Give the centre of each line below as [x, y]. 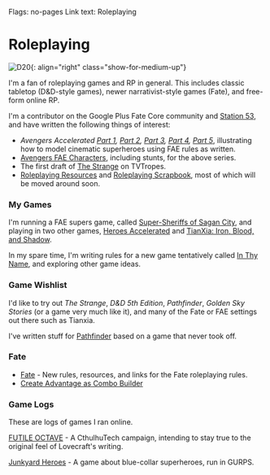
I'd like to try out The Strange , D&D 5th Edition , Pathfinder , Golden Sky [127, 303]
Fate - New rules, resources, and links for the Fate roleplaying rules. [134, 374]
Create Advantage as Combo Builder [82, 383]
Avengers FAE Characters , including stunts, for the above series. [128, 157]
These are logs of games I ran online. [71, 422]
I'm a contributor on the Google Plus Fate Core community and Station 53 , [132, 115]
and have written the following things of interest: [89, 124]
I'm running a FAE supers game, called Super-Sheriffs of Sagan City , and [130, 222]
